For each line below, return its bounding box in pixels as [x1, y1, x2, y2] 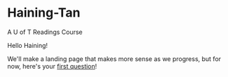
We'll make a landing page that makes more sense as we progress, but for [7, 54, 222, 63]
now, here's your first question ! [7, 62, 98, 70]
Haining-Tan [7, 5, 81, 21]
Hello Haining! [7, 41, 48, 49]
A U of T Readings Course [7, 28, 83, 36]
